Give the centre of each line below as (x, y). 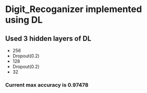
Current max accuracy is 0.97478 (47, 85)
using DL (24, 20)
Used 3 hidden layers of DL (48, 38)
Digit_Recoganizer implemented (74, 9)
